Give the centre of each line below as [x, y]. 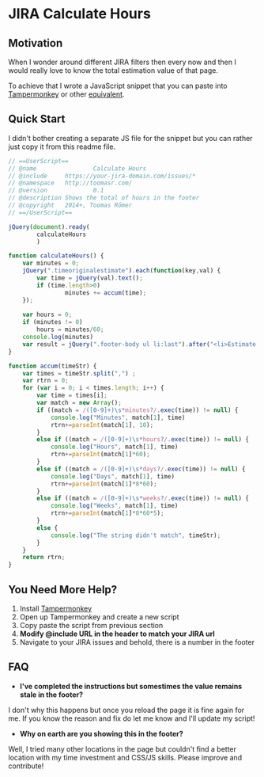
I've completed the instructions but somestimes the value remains [131, 686]
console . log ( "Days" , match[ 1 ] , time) [113, 476]
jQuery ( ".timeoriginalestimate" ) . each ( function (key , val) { [122, 271]
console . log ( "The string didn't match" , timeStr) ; [136, 535]
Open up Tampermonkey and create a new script [99, 617]
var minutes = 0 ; [51, 263]
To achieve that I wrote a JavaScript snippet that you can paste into [118, 86]
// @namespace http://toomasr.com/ [70, 183]
